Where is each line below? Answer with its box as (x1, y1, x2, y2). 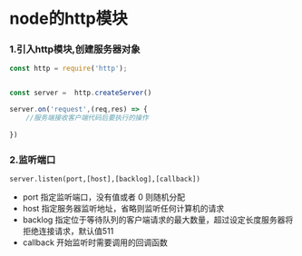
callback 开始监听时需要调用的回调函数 (22, 237, 168, 248)
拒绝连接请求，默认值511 (22, 226, 114, 237)
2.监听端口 (9, 153, 56, 166)
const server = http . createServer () (9, 88, 152, 98)
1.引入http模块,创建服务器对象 (9, 43, 141, 55)
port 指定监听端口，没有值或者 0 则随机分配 (22, 192, 186, 202)
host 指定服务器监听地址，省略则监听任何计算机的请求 (22, 203, 225, 214)
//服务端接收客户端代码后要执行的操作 (25, 113, 150, 123)
